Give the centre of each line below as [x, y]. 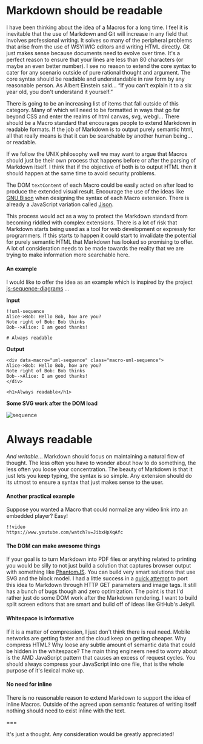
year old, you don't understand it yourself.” [60, 92]
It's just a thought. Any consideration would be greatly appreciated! [90, 734]
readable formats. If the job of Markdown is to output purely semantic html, [100, 129]
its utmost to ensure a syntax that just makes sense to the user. [85, 482]
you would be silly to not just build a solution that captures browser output [99, 566]
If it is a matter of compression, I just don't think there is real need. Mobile [98, 632]
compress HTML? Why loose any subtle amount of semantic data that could [101, 645]
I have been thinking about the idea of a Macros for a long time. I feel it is [97, 27]
